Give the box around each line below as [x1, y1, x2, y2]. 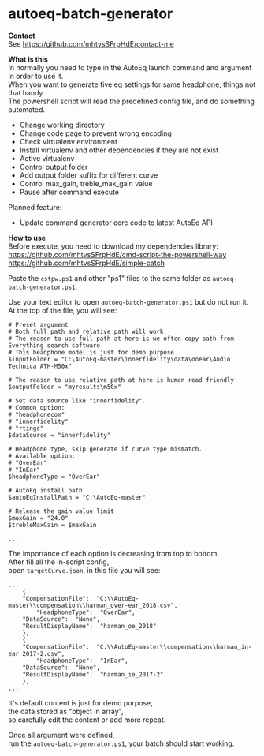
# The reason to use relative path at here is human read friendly [8, 376, 235, 384]
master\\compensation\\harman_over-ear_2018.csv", [8, 601, 178, 609]
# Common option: [8, 403, 65, 411]
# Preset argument [8, 320, 69, 328]
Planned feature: [8, 202, 62, 211]
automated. [8, 104, 46, 114]
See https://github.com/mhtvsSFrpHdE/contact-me [8, 39, 175, 48]
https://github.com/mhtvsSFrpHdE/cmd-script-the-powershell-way [8, 249, 227, 259]
